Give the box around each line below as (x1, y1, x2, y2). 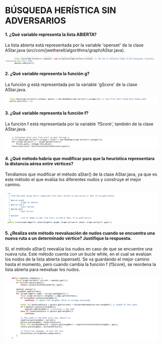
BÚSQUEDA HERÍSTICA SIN (5, 5, 117, 16)
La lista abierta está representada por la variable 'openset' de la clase (5, 42, 144, 48)
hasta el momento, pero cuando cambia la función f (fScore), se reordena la (5, 262, 156, 267)
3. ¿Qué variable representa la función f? (5, 110, 88, 116)
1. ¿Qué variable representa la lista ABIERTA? (5, 32, 97, 37)
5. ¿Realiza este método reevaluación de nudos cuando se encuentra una (5, 230, 155, 236)
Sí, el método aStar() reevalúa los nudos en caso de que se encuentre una (5, 246, 153, 252)
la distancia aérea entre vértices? (5, 161, 74, 166)
